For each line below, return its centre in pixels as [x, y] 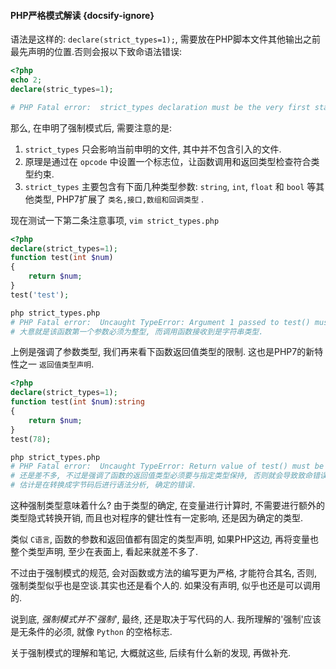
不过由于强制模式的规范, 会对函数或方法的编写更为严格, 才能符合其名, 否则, [163, 573]
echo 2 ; [26, 80]
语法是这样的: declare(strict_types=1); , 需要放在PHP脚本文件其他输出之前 [166, 39]
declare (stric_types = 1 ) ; [62, 89]
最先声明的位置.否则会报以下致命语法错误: [96, 52]
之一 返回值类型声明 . [56, 364]
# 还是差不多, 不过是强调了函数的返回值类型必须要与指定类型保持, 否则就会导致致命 [161, 476]
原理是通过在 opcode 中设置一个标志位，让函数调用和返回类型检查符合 [168, 161]
